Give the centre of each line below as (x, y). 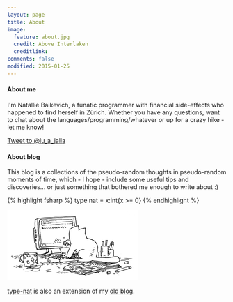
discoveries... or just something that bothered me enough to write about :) (113, 187)
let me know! (26, 127)
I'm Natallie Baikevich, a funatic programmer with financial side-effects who (116, 105)
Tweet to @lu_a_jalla (37, 140)
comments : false (31, 59)
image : (17, 29)
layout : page (26, 15)
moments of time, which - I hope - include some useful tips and (98, 180)
